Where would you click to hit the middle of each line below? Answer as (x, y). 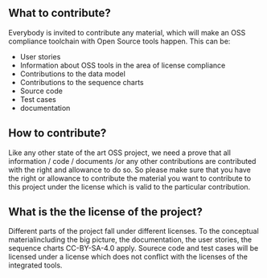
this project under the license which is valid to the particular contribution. (129, 186)
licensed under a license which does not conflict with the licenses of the (128, 257)
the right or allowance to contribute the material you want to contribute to (130, 178)
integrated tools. (35, 265)
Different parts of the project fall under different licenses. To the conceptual (133, 231)
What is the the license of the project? (105, 212)
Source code (41, 91)
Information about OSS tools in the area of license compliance (123, 65)
